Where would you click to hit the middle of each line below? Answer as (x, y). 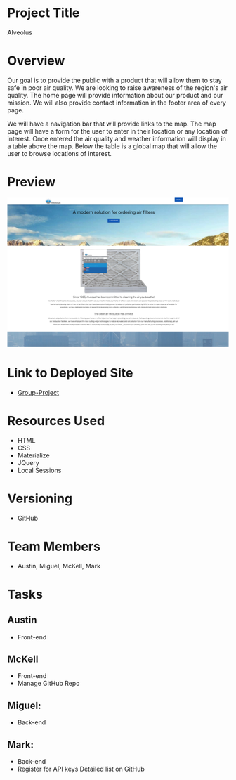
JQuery (28, 462)
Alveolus (20, 32)
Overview (36, 61)
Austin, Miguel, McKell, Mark (59, 566)
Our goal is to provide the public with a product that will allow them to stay (115, 80)
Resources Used (56, 421)
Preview (32, 182)
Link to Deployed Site (70, 373)
